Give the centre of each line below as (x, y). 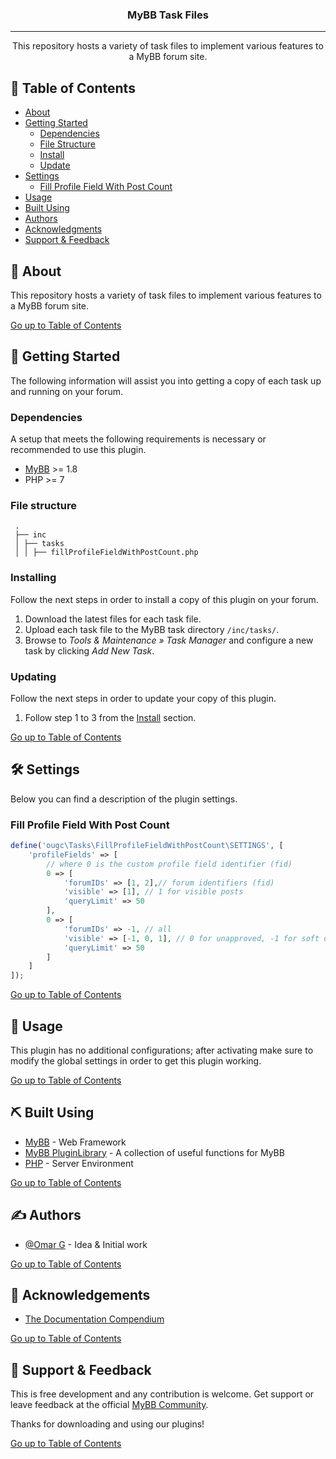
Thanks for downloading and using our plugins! (107, 1424)
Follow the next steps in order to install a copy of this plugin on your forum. (164, 599)
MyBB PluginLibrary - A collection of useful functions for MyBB (154, 1152)
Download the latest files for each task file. (113, 619)
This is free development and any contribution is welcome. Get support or (162, 1394)
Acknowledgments (63, 229)
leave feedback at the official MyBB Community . (109, 1405)
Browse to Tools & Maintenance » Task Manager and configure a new (169, 640)
